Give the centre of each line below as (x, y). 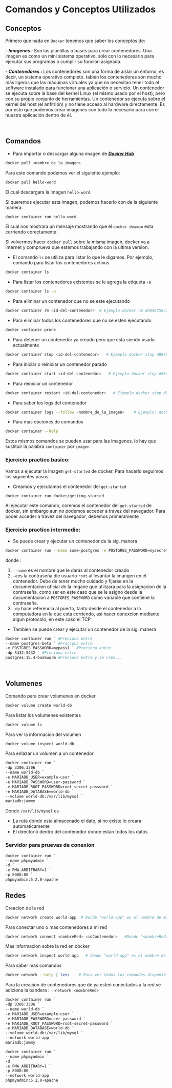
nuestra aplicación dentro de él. (39, 115)
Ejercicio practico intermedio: (43, 530)
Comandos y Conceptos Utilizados (81, 9)
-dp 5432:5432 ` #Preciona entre (41, 653)
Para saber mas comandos (34, 965)
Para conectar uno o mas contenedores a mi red (56, 927)
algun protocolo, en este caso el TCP (52, 619)
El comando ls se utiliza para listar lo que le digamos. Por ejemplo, (83, 257)
